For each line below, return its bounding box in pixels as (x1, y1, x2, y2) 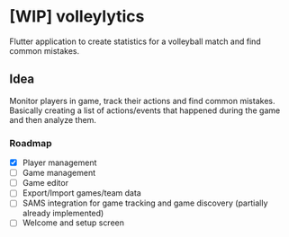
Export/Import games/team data (22, 188, 141, 198)
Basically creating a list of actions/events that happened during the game (9, 105, 281, 116)
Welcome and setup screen (22, 217, 124, 228)
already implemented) (22, 208, 104, 219)
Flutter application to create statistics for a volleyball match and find (9, 36, 261, 47)
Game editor (22, 178, 69, 189)
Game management (22, 168, 96, 179)
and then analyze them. (9, 114, 97, 125)
